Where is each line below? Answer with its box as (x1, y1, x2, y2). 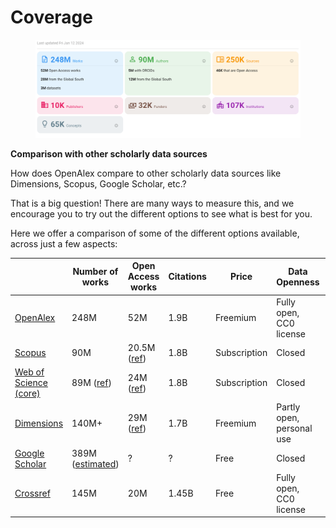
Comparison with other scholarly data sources (10, 147, 208, 160)
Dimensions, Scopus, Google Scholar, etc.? (10, 177, 187, 190)
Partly (276, 401, 301, 413)
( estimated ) (71, 457, 120, 470)
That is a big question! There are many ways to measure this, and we (10, 197, 295, 209)
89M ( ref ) (71, 377, 112, 389)
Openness (276, 276, 320, 288)
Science (14, 377, 48, 389)
